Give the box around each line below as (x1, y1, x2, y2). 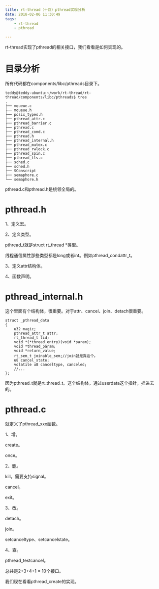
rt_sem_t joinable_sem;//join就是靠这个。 (14, 353, 98, 359)
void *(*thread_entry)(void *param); (14, 339, 92, 344)
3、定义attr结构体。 (5, 263, 45, 269)
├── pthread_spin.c (5, 151, 45, 156)
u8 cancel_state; (14, 358, 50, 362)
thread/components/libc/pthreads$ (5, 95, 76, 100)
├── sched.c (5, 160, 30, 165)
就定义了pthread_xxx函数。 (5, 421, 61, 427)
